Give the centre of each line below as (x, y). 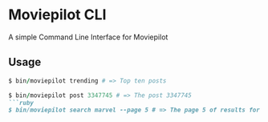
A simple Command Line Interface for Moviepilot (88, 37)
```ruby (21, 103)
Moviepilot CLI (57, 15)
